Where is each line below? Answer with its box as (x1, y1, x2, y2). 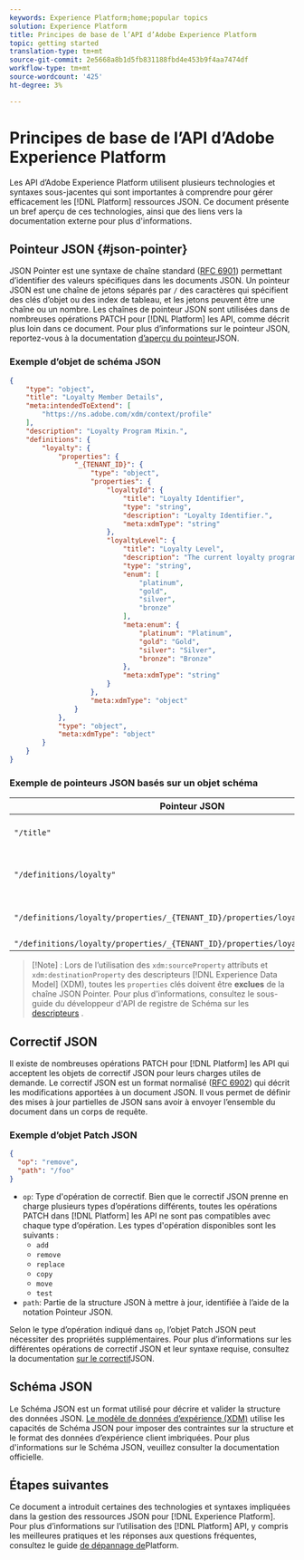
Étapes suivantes (9, 1478, 109, 1493)
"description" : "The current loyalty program (122, 554, 298, 563)
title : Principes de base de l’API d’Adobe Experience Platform (9, 30, 257, 39)
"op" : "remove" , (17, 1158, 79, 1167)
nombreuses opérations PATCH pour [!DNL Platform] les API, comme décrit (9, 313, 290, 324)
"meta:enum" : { (122, 621, 180, 630)
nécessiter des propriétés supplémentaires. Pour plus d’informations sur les (9, 1334, 292, 1344)
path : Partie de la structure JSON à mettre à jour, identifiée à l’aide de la (22, 1296, 290, 1307)
